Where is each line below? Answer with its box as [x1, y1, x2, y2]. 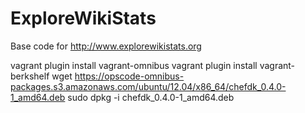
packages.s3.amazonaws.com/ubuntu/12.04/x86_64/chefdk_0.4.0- [10, 80, 287, 92]
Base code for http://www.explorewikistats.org [10, 40, 202, 52]
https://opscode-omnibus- [74, 70, 185, 82]
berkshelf [10, 70, 50, 82]
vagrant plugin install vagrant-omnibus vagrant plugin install [10, 59, 258, 71]
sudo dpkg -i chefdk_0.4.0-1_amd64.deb [67, 91, 235, 103]
